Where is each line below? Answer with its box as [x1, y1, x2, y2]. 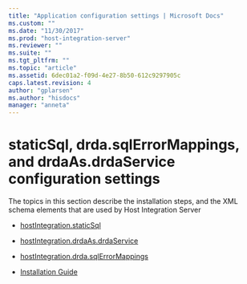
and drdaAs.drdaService [8, 153, 176, 171]
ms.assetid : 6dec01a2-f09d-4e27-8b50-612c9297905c [8, 71, 181, 79]
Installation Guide [19, 267, 78, 277]
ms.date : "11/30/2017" [8, 26, 84, 34]
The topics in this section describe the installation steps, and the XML [8, 197, 238, 206]
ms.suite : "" [8, 49, 52, 57]
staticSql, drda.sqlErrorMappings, [8, 136, 240, 154]
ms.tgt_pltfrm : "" [8, 57, 70, 65]
